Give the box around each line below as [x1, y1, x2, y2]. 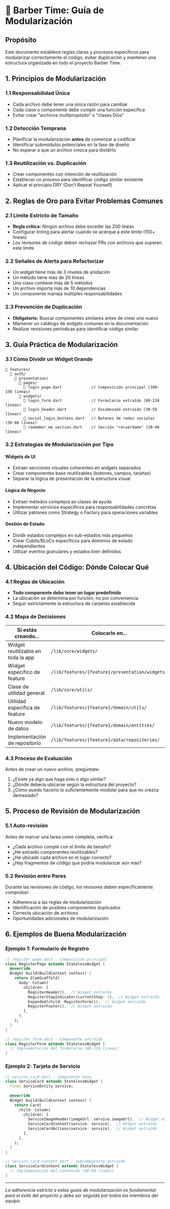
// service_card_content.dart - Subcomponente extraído [5, 1159, 125, 1164]
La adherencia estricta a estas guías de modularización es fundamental [5, 1187, 156, 1193]
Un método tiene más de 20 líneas [12, 274, 84, 281]
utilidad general [8, 689, 45, 697]
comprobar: [5, 889, 30, 895]
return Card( [14, 1102, 42, 1108]
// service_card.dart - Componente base [5, 1074, 92, 1080]
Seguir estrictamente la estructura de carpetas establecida [12, 601, 136, 607]
